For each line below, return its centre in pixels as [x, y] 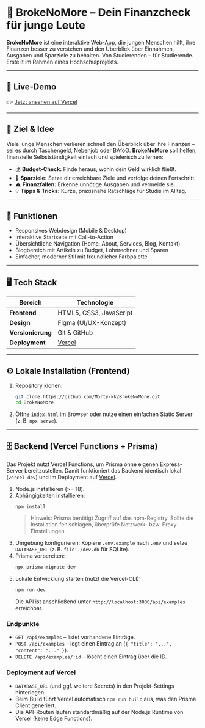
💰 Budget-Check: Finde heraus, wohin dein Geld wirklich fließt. [96, 169]
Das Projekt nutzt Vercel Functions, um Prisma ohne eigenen [82, 464]
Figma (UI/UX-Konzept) [92, 323]
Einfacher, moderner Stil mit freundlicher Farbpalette [81, 257]
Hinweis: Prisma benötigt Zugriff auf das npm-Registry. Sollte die [112, 518]
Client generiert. [35, 705]
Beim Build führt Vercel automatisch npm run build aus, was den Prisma [106, 699]
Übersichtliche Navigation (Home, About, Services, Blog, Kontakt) [98, 244]
